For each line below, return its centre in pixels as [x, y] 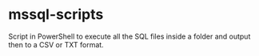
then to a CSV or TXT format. [56, 44]
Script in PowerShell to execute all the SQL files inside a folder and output [129, 36]
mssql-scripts [56, 15]
